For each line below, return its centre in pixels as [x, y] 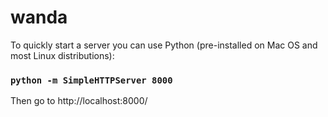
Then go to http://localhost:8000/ [79, 101]
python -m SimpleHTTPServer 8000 [91, 80]
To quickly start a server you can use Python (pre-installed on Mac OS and [164, 45]
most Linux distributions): [62, 55]
